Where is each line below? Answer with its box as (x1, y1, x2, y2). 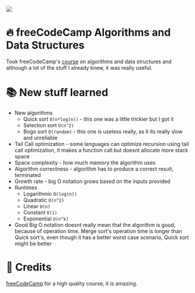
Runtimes (14, 184, 38, 191)
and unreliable (23, 134, 58, 141)
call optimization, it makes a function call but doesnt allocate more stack (14, 146, 189, 154)
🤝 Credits (6, 261, 52, 274)
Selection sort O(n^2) (23, 121, 74, 128)
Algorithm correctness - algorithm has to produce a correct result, (14, 165, 174, 172)
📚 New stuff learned (6, 86, 109, 99)
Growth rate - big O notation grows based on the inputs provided (14, 178, 170, 185)
